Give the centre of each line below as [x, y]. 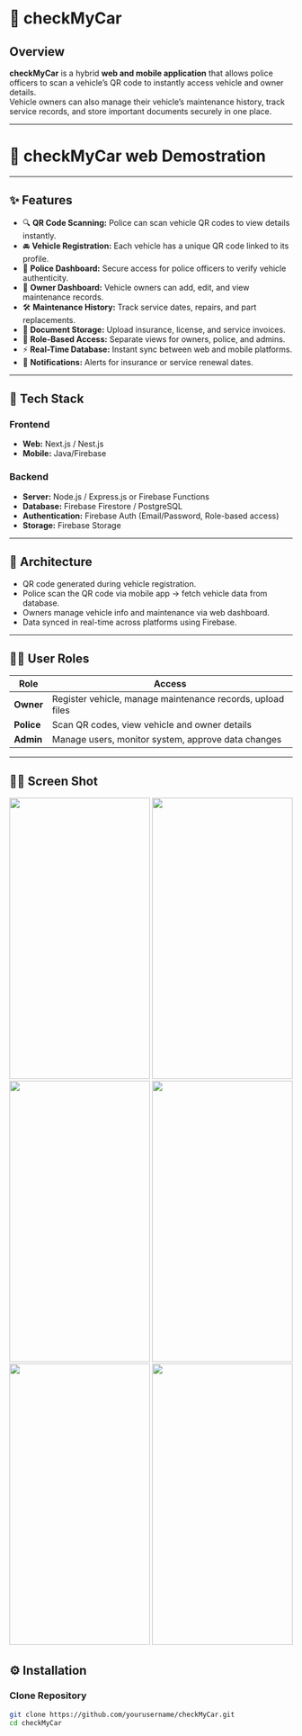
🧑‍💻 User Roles [49, 658]
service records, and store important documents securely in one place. [141, 111]
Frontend [30, 425]
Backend [29, 477]
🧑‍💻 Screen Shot [54, 781]
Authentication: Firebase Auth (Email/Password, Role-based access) [151, 516]
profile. [36, 258]
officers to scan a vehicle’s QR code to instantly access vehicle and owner [147, 83]
